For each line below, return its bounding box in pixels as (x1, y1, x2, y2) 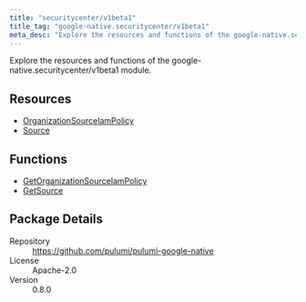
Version (9, 274, 38, 285)
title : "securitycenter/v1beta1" (9, 13, 137, 23)
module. (120, 65, 152, 75)
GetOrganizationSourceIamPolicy (22, 176, 148, 186)
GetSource (22, 186, 64, 196)
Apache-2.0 (32, 265, 77, 276)
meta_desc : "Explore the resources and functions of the (9, 30, 230, 39)
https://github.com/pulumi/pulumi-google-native (32, 245, 214, 256)
